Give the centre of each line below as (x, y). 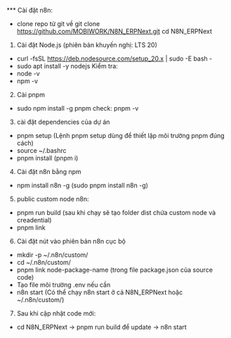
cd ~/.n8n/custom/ (44, 262)
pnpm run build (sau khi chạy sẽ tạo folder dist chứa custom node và (116, 213)
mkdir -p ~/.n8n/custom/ (52, 255)
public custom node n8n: (53, 199)
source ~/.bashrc (42, 150)
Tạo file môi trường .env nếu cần (64, 285)
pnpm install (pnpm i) (47, 158)
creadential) (34, 220)
